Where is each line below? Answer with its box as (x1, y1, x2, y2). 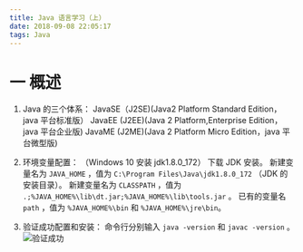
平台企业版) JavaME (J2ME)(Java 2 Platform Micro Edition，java (40, 126, 280, 137)
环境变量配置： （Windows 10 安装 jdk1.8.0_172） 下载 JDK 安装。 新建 (22, 157, 286, 168)
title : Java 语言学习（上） (9, 13, 106, 23)
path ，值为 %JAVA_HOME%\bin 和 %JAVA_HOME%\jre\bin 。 (22, 202, 227, 213)
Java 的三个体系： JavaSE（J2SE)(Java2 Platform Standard (22, 103, 247, 114)
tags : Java (9, 30, 51, 39)
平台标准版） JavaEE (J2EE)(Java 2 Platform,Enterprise (40, 115, 247, 126)
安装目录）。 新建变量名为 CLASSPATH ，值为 (22, 179, 182, 190)
